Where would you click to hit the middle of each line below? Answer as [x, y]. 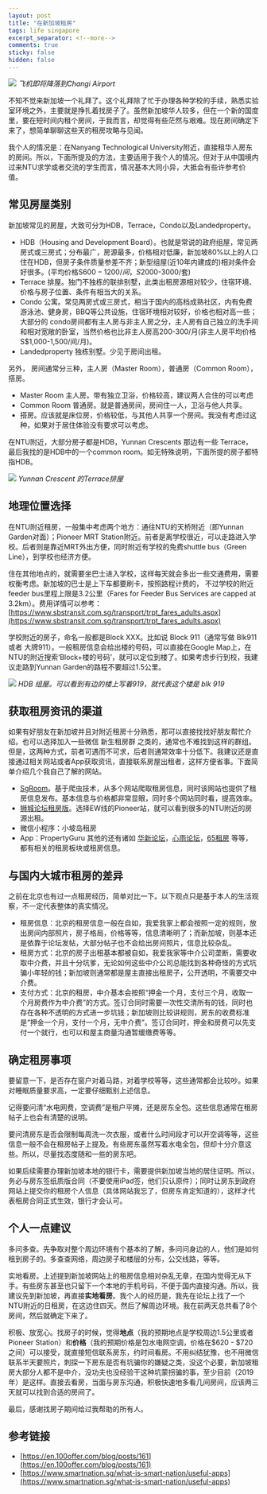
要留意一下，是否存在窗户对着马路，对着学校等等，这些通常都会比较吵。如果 [133, 1080]
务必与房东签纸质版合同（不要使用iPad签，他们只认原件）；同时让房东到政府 [132, 1181]
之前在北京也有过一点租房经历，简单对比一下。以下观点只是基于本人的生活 [130, 896]
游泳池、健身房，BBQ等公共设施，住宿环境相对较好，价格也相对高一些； [138, 312]
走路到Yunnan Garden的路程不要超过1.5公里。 [90, 667]
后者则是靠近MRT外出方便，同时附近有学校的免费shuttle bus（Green [134, 546]
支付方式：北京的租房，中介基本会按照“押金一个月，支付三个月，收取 [133, 993]
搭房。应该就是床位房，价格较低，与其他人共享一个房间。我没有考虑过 [135, 415]
